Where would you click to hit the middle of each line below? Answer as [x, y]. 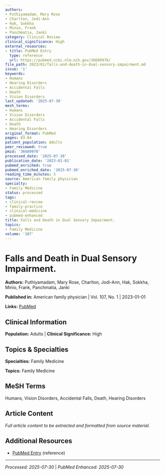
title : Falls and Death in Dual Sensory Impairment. [60, 220]
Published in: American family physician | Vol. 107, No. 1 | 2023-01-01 [75, 297]
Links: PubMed [21, 307]
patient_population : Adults [34, 142]
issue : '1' [16, 69]
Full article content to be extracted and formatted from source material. [78, 425]
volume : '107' [20, 234]
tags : [11, 197]
